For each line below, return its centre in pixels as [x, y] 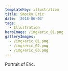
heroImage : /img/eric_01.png [34, 32]
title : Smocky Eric [25, 14]
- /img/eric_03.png [29, 50]
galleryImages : [20, 37]
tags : [10, 23]
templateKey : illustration [32, 9]
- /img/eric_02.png [29, 46]
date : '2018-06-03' [25, 18]
